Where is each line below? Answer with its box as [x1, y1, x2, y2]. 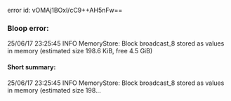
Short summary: [7, 62, 56, 71]
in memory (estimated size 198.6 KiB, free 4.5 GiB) [7, 47, 153, 55]
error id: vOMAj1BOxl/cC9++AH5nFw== [7, 6, 123, 14]
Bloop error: [7, 23, 49, 33]
